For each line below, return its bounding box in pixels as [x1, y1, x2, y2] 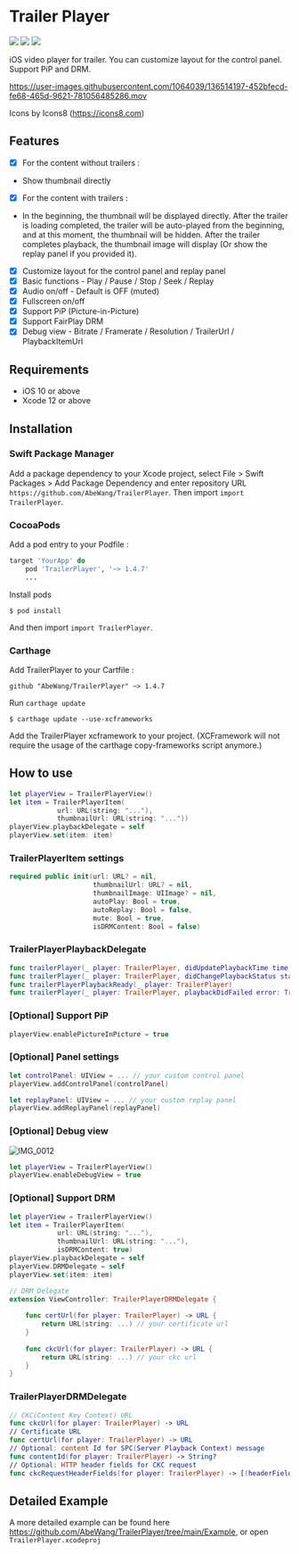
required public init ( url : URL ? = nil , [9, 872, 158, 881]
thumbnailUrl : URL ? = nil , [93, 881, 193, 890]
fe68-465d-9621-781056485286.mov [9, 90, 148, 101]
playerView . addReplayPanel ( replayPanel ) [9, 1104, 162, 1113]
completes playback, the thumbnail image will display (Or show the [21, 238, 268, 249]
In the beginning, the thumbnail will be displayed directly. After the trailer [21, 210, 288, 220]
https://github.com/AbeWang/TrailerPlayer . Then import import [9, 486, 245, 497]
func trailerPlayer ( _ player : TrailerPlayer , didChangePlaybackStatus [9, 971, 277, 981]
